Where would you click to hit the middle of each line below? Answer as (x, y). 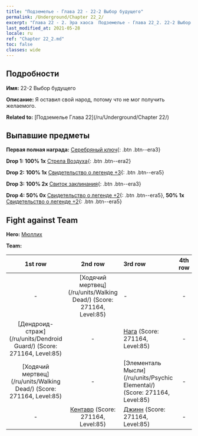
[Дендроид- (36, 324)
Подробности (33, 74)
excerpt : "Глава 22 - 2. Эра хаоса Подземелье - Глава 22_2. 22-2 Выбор (99, 22)
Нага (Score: (141, 332)
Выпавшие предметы (48, 135)
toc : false (19, 45)
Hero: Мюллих (24, 234)
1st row (36, 264)
